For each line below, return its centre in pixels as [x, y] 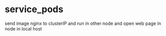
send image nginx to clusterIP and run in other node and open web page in [83, 23]
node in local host [23, 28]
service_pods [34, 9]
